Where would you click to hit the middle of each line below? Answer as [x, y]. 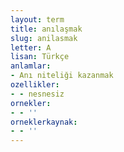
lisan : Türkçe [40, 57]
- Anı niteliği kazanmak [62, 76]
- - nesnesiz [37, 94]
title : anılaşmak [46, 29]
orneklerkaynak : [44, 122]
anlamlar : [31, 66]
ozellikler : [35, 85]
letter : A [31, 47]
